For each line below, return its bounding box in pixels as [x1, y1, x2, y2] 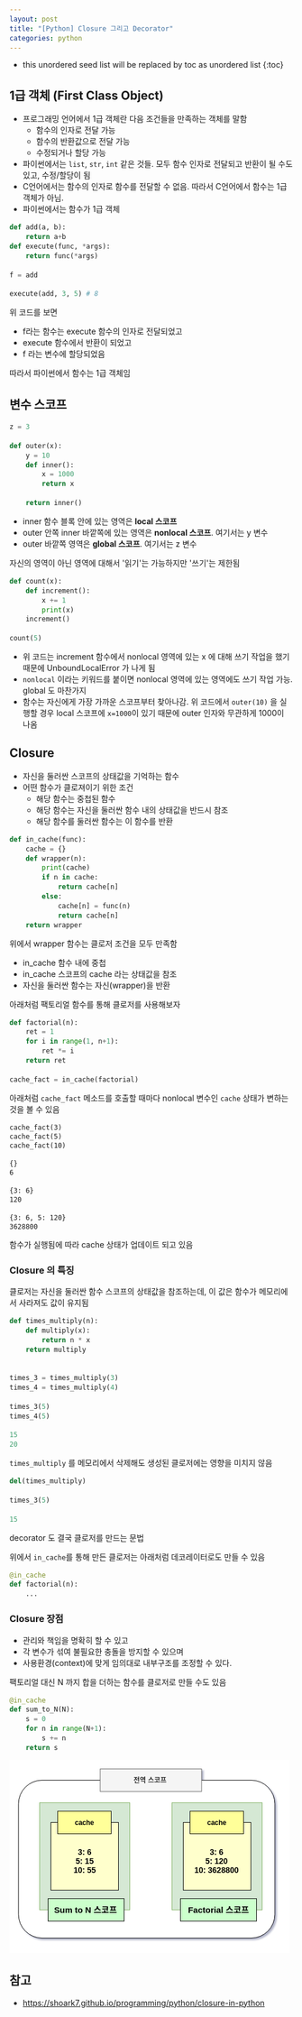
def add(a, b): [9, 223, 67, 232]
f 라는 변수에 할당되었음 [22, 348, 105, 360]
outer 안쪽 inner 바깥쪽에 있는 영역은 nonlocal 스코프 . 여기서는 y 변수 [22, 527, 269, 538]
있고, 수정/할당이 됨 [22, 170, 91, 180]
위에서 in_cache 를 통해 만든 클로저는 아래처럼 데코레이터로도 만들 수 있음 [9, 1552, 266, 1562]
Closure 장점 [9, 1613, 64, 1626]
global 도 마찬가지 [22, 686, 87, 695]
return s [25, 1743, 59, 1752]
